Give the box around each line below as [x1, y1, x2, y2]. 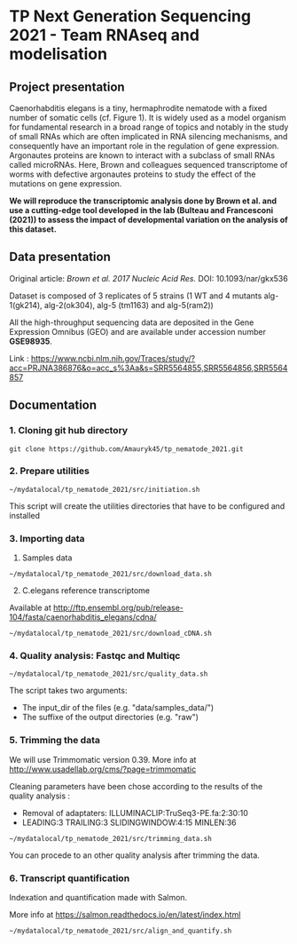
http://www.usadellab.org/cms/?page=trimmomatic [9, 764, 197, 774]
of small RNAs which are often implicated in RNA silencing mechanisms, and [9, 131, 288, 141]
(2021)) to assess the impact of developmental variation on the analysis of [9, 215, 288, 225]
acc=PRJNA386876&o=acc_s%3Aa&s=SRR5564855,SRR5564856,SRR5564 [9, 362, 288, 373]
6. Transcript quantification [9, 872, 130, 885]
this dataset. [9, 224, 58, 234]
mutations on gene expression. [9, 178, 122, 188]
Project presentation [9, 79, 126, 94]
